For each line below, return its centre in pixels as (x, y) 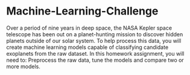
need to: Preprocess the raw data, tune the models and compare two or (95, 60)
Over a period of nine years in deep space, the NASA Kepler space (89, 28)
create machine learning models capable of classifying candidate (87, 47)
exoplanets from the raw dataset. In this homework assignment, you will (96, 53)
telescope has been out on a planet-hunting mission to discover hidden (95, 34)
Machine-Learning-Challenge (82, 11)
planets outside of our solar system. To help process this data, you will (94, 41)
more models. (24, 66)
